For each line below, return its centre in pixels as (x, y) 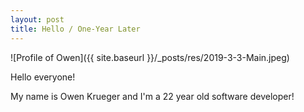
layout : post (37, 19)
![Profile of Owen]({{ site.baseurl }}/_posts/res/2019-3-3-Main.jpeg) (150, 57)
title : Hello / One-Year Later (75, 29)
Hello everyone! (43, 77)
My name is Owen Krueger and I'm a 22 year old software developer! (152, 96)
